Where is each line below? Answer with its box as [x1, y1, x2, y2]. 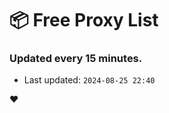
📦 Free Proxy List [9, 9, 159, 32]
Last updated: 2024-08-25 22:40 [23, 74, 156, 86]
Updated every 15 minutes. [9, 52, 143, 66]
